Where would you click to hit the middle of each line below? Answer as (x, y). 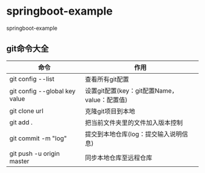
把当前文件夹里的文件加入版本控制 (134, 122)
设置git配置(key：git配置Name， (131, 91)
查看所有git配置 (107, 79)
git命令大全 (27, 49)
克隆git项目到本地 (110, 111)
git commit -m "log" (38, 138)
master (19, 161)
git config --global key (42, 91)
